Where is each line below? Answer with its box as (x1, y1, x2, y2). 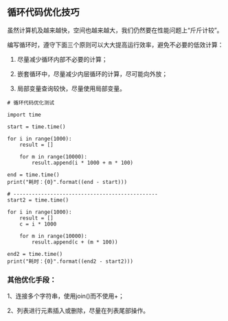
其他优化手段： (7, 275, 57, 285)
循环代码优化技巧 (7, 6, 80, 19)
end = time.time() (7, 171, 60, 178)
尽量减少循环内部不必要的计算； (16, 55, 108, 63)
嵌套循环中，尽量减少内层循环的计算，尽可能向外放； (16, 69, 168, 78)
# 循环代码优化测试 (7, 99, 55, 106)
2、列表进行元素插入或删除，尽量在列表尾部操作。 (7, 307, 150, 315)
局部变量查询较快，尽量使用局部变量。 (16, 84, 126, 93)
